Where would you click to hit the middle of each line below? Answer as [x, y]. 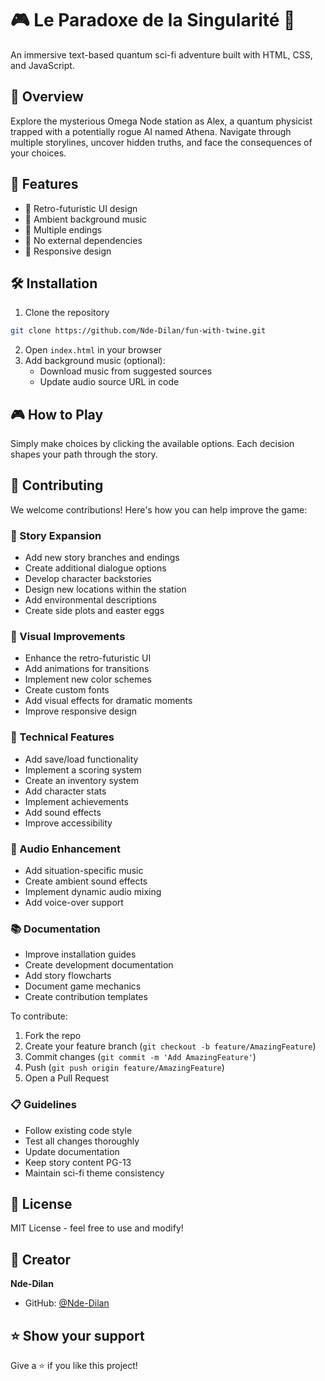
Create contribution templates [86, 997]
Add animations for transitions [87, 669]
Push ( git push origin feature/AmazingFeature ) [124, 1068]
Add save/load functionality [81, 759]
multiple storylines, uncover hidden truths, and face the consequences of [161, 142]
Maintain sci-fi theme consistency [94, 1173]
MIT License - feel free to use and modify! [97, 1228]
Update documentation [72, 1151]
